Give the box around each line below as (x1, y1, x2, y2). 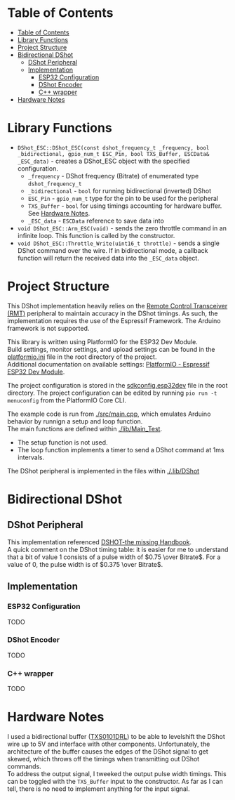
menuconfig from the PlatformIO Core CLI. (7, 395, 126, 405)
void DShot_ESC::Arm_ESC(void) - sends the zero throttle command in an (17, 223, 227, 232)
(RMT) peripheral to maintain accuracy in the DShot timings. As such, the (7, 309, 218, 317)
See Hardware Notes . (27, 209, 90, 217)
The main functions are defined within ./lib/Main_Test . (7, 424, 163, 433)
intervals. (17, 453, 45, 461)
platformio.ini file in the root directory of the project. (7, 353, 157, 361)
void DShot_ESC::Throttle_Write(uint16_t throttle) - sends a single (17, 239, 220, 247)
